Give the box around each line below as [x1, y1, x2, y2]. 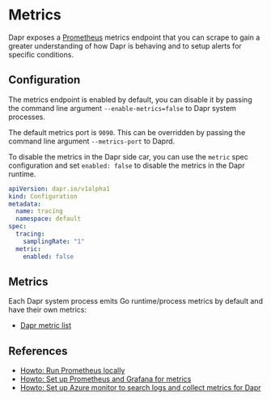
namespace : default [15, 215, 82, 223]
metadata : [8, 200, 42, 208]
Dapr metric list [19, 321, 72, 330]
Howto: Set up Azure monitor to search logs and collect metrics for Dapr [19, 383, 261, 393]
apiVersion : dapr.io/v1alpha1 [8, 185, 111, 193]
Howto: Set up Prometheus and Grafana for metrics [19, 374, 192, 384]
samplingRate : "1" [23, 237, 85, 245]
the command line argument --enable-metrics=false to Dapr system [8, 103, 237, 113]
